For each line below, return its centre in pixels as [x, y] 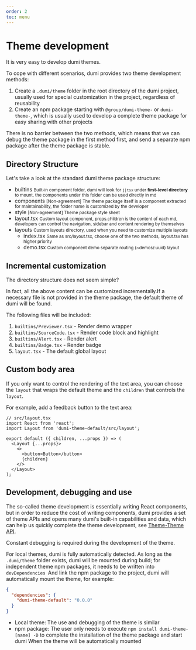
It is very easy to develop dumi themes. [54, 62]
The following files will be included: [49, 315]
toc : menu [18, 17]
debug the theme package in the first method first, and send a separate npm [98, 140]
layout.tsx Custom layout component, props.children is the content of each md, [96, 219]
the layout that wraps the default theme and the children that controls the [96, 390]
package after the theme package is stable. [59, 146]
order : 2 [17, 11]
